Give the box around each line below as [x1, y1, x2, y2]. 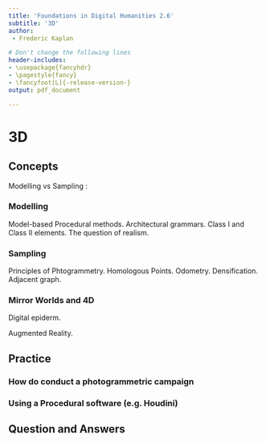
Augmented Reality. [8, 329, 74, 338]
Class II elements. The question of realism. [8, 227, 149, 237]
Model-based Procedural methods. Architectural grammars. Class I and [8, 219, 245, 229]
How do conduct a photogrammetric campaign [8, 375, 194, 387]
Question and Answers [8, 423, 126, 436]
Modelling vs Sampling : [8, 181, 88, 190]
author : [8, 27, 35, 35]
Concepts [8, 160, 59, 174]
